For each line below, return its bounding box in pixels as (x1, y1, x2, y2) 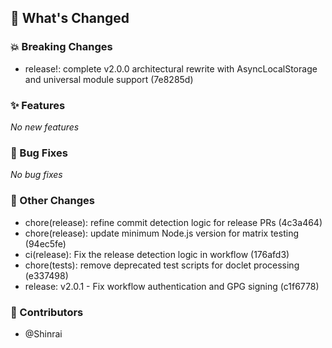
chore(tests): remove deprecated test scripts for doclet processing (24, 259, 300, 271)
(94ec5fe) (24, 237, 67, 250)
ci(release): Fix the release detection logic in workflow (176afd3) (24, 248, 290, 260)
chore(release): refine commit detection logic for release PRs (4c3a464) (24, 216, 323, 228)
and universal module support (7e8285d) (24, 73, 194, 85)
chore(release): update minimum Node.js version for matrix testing (24, 227, 300, 239)
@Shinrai (24, 327, 63, 340)
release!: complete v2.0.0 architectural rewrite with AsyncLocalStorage (24, 62, 318, 75)
